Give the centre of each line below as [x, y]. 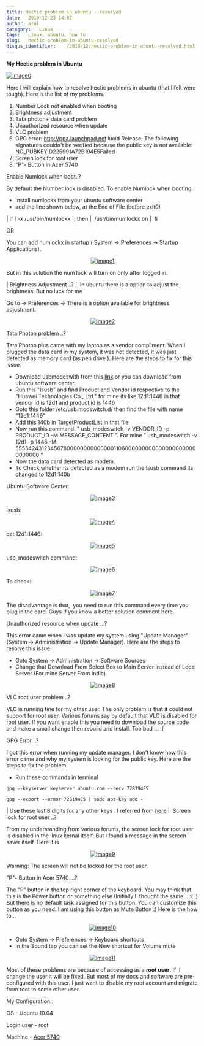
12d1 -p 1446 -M [36, 442]
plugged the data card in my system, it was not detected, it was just [91, 352]
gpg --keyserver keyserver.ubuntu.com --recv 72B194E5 [78, 788]
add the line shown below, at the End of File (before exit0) [88, 207]
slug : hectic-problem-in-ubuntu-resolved [63, 40]
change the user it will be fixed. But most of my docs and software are [95, 976]
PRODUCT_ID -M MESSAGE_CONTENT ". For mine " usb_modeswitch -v [106, 435]
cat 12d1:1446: [24, 534]
